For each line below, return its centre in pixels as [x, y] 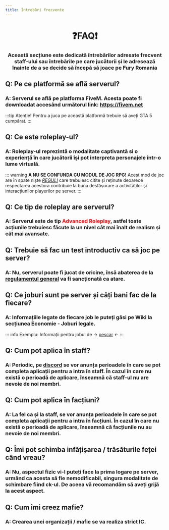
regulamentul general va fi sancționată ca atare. [65, 279]
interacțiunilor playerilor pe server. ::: [43, 191]
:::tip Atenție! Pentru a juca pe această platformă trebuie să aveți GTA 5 [79, 116]
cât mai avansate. [27, 234]
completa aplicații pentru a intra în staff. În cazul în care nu [78, 371]
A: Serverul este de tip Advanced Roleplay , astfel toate [73, 221]
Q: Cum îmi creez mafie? [45, 507]
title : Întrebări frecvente [35, 10]
